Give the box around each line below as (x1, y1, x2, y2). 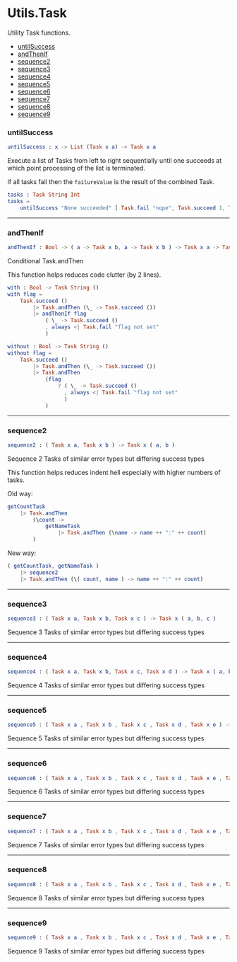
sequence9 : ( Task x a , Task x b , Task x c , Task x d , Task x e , (7, 934, 223, 941)
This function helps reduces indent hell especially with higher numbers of (7, 468, 221, 476)
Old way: (7, 489, 33, 498)
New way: (7, 549, 37, 557)
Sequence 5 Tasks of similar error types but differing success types (7, 734, 205, 743)
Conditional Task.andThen (7, 256, 84, 265)
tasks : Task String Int (7, 191, 80, 199)
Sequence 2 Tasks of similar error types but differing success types (7, 454, 205, 463)
